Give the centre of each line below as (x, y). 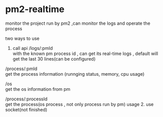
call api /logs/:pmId (33, 48)
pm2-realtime (35, 9)
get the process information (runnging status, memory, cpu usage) (75, 74)
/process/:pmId (21, 69)
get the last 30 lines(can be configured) (54, 58)
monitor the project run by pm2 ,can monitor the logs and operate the (78, 23)
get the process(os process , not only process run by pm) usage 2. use (79, 104)
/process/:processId (26, 99)
